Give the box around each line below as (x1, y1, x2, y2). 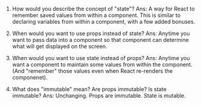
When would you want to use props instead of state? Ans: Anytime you (12, 30, 190, 37)
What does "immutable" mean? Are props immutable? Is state (12, 86, 167, 93)
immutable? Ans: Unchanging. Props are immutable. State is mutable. (12, 92, 186, 99)
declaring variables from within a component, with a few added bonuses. (12, 18, 196, 25)
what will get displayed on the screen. (12, 42, 108, 50)
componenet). (12, 74, 48, 81)
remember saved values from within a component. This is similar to (12, 12, 181, 19)
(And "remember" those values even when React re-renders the (12, 67, 173, 75)
